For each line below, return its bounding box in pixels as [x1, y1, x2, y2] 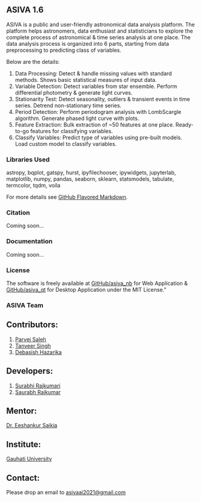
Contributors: [6, 319, 58, 330]
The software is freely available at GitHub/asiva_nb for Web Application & [6, 280, 188, 287]
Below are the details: [6, 58, 60, 65]
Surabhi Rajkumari [14, 382, 61, 389]
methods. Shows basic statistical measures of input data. [14, 76, 157, 83]
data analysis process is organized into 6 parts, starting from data [6, 40, 170, 47]
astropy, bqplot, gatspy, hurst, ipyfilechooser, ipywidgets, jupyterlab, [6, 169, 176, 177]
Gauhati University [6, 455, 52, 463]
